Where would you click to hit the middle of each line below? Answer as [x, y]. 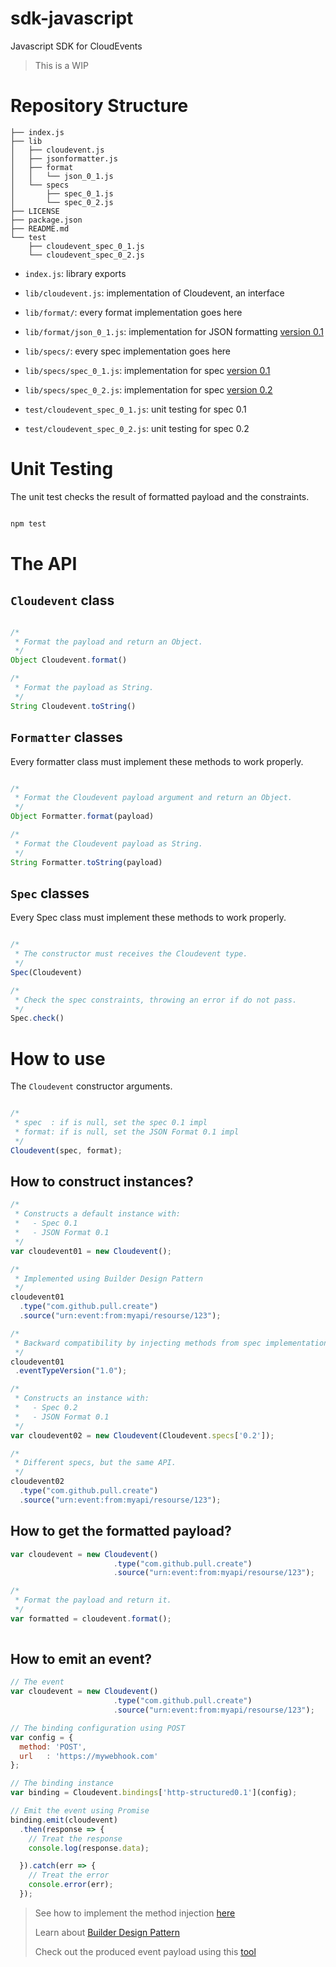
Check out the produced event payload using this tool [145, 1951]
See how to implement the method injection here [135, 1913]
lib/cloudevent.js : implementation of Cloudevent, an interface [154, 293]
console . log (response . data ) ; [89, 1848]
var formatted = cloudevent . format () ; [91, 1618]
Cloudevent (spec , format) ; [66, 1150]
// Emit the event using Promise [80, 1811]
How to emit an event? [81, 1659]
